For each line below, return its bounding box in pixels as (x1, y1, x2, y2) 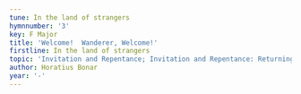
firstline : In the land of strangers (9, 47, 150, 56)
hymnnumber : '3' (9, 21, 70, 30)
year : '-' (9, 72, 47, 81)
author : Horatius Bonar (9, 64, 99, 73)
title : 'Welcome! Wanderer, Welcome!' (9, 38, 159, 47)
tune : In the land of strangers (9, 13, 130, 22)
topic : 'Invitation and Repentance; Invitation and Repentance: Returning (9, 55, 295, 64)
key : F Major (9, 30, 58, 38)
